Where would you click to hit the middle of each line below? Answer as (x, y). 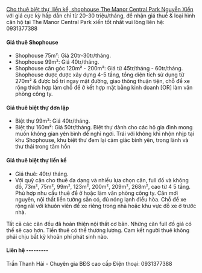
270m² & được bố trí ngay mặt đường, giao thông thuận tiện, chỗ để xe (102, 81)
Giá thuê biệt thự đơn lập (38, 108)
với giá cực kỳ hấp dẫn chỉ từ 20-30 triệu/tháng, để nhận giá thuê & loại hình (101, 16)
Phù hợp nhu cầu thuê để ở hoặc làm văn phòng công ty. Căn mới (96, 193)
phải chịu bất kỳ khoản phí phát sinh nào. (57, 236)
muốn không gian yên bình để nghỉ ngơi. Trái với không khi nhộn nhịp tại (105, 134)
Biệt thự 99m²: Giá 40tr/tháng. (52, 121)
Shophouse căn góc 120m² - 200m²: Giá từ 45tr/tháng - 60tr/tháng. (99, 69)
